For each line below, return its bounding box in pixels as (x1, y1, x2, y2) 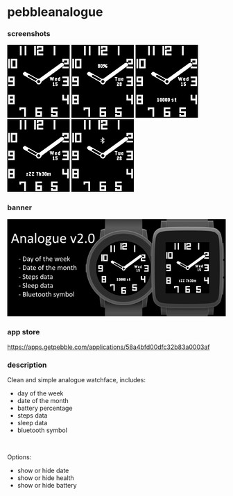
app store (7, 327, 40, 336)
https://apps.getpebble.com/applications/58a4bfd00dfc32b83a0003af (7, 343, 210, 351)
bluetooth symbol (17, 426, 68, 434)
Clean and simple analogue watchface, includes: (7, 376, 146, 384)
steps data (17, 411, 48, 420)
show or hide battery (17, 481, 78, 490)
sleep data (17, 419, 48, 427)
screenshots (7, 29, 51, 39)
